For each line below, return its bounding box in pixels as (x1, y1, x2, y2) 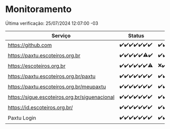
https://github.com (8, 42, 52, 49)
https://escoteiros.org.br (8, 62, 66, 70)
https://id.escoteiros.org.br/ (8, 104, 73, 111)
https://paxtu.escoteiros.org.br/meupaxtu (8, 83, 106, 90)
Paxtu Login (8, 114, 36, 121)
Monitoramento (5, 4, 72, 15)
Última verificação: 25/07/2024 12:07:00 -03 (5, 20, 99, 26)
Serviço (51, 32, 71, 39)
